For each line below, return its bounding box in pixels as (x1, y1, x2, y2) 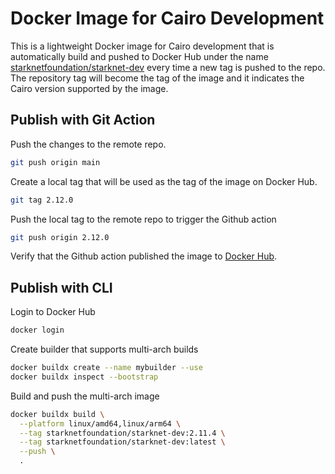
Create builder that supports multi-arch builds (10, 343, 199, 356)
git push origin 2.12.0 (10, 232, 110, 242)
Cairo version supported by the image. (10, 82, 169, 94)
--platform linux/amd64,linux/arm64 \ (19, 418, 182, 429)
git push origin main (10, 157, 101, 167)
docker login (10, 325, 65, 336)
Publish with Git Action (10, 112, 156, 129)
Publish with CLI (10, 279, 113, 296)
